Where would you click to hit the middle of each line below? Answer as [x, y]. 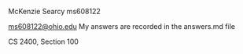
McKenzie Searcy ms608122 [54, 11]
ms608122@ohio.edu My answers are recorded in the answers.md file [122, 26]
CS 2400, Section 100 [43, 41]
